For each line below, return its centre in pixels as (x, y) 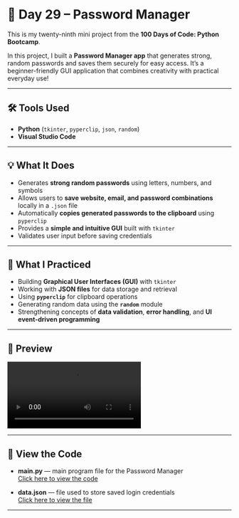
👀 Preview (30, 348)
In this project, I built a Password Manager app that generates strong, (110, 55)
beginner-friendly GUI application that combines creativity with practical (113, 70)
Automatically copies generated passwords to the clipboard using (116, 213)
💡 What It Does (41, 165)
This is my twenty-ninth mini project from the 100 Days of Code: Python (113, 34)
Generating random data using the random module (90, 305)
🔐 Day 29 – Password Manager (99, 15)
